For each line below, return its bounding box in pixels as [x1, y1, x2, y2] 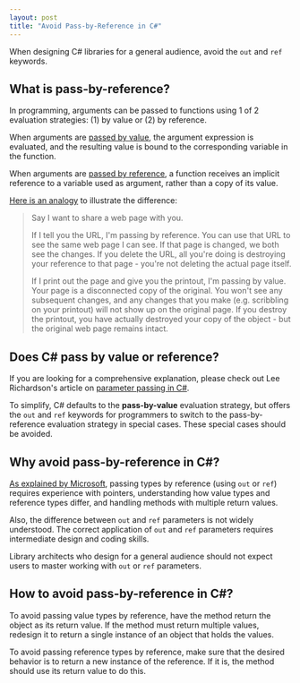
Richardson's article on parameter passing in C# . [9, 382, 190, 394]
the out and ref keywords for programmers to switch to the [9, 409, 227, 421]
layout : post [9, 13, 58, 22]
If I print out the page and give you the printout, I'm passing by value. [30, 276, 287, 286]
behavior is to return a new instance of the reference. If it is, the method [9, 655, 275, 667]
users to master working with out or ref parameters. [9, 560, 202, 571]
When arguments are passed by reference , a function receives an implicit [9, 168, 280, 179]
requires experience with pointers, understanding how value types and [9, 487, 270, 498]
